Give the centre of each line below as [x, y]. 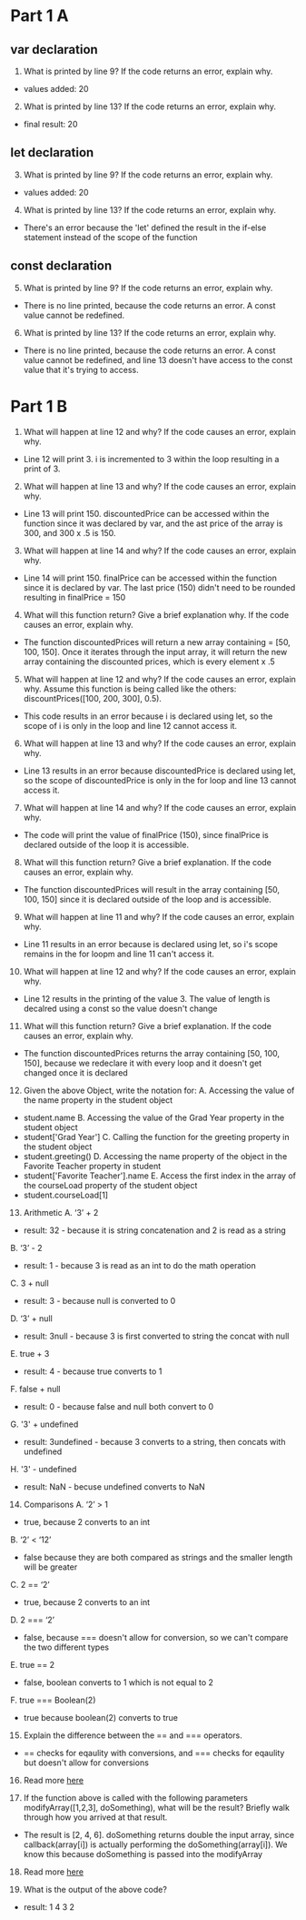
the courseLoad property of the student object [110, 1185]
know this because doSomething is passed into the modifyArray [143, 1854]
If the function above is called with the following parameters [136, 1797]
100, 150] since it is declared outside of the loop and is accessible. [147, 899]
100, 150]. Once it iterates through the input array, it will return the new [155, 652]
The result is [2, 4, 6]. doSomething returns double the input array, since [158, 1834]
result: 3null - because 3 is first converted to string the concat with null [156, 1336]
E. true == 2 [33, 1664]
